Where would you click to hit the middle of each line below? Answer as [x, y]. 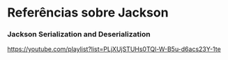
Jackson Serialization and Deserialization [79, 34]
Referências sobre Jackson [88, 13]
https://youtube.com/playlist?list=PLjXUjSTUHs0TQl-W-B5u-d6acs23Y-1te [114, 49]
